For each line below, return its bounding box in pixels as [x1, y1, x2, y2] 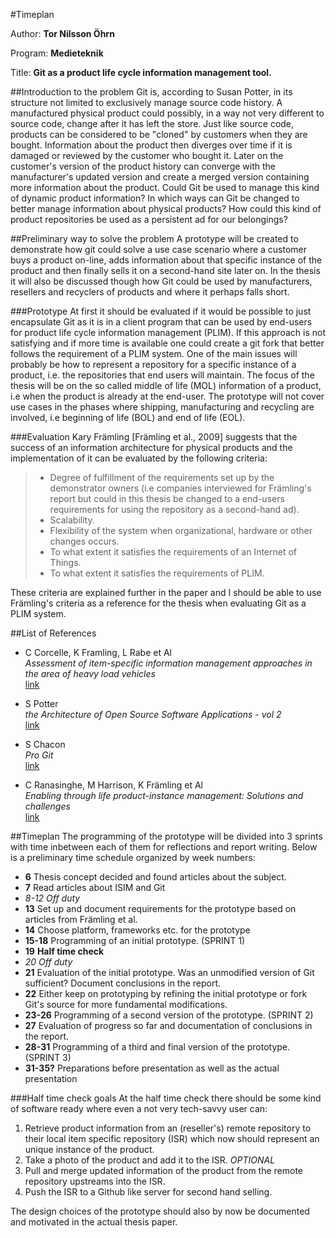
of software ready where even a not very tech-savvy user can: [10, 1103, 268, 1114]
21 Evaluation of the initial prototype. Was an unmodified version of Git [24, 967, 315, 978]
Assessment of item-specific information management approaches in [24, 657, 313, 669]
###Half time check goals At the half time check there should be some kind [10, 1092, 322, 1104]
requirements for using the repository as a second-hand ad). [49, 504, 300, 515]
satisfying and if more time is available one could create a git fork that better [10, 337, 325, 349]
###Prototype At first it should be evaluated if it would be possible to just [10, 305, 312, 317]
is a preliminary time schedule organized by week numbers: [10, 852, 256, 863]
